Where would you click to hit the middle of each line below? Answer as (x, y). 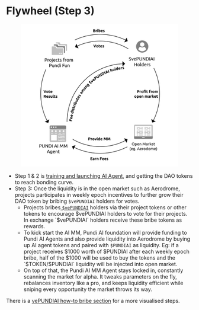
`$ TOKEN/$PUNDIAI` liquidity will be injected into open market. (100, 264)
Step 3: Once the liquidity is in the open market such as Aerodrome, (97, 188)
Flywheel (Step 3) (50, 11)
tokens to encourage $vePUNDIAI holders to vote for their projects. (105, 213)
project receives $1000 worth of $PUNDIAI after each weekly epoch (106, 251)
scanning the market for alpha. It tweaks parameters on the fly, (100, 276)
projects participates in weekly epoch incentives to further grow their (99, 194)
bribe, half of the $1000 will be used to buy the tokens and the (99, 258)
